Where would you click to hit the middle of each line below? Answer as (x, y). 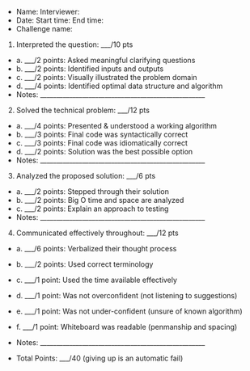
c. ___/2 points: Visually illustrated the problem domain (106, 77)
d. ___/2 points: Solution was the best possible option (104, 152)
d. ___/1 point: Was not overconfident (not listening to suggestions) (127, 295)
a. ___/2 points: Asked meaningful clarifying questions (106, 60)
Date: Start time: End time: (59, 20)
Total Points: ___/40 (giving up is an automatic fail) (100, 358)
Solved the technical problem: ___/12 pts (83, 110)
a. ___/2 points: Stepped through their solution (93, 192)
